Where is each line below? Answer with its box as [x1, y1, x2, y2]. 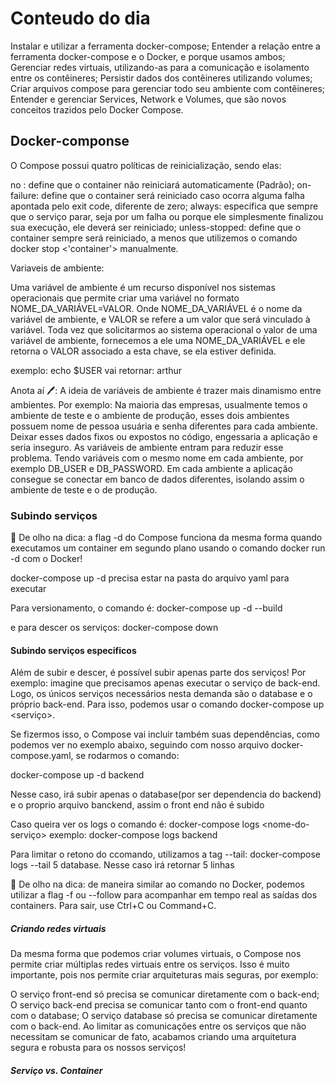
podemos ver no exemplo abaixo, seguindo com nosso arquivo [10, 739, 270, 751]
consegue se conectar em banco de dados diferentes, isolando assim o [10, 473, 305, 485]
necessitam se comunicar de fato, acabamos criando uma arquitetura [10, 1031, 297, 1043]
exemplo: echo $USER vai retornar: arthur [10, 364, 183, 376]
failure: [10, 189, 40, 201]
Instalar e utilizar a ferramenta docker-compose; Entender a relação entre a [10, 40, 321, 52]
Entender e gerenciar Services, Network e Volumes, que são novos [10, 93, 287, 105]
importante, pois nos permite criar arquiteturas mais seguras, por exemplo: [10, 969, 319, 981]
